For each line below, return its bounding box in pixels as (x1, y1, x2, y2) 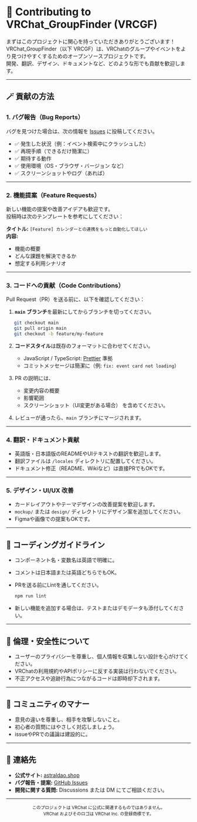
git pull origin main (13, 326, 67, 331)
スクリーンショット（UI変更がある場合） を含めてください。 (23, 401, 169, 408)
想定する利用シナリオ (14, 259, 66, 266)
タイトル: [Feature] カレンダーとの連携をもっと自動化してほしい (6, 225, 148, 232)
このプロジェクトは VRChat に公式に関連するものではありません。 (32, 804, 165, 810)
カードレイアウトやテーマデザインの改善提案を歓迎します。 (14, 501, 158, 508)
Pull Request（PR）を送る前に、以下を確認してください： (6, 296, 145, 303)
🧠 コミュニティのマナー (6, 699, 90, 709)
